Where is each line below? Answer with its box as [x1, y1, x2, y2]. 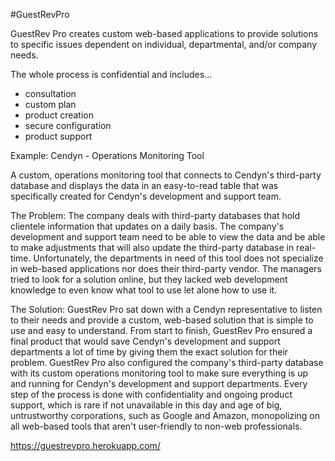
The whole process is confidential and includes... [10, 69, 213, 80]
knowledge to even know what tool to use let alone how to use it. [10, 284, 278, 296]
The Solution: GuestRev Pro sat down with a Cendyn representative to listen [10, 304, 323, 315]
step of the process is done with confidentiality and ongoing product [10, 389, 293, 400]
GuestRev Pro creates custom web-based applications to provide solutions [10, 28, 319, 39]
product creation [24, 109, 95, 121]
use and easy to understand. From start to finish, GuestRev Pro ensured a [10, 325, 313, 336]
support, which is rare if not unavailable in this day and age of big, [10, 399, 283, 411]
